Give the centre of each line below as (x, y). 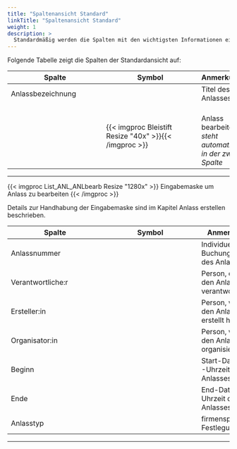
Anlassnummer (36, 253)
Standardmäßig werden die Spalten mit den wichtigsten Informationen (118, 40)
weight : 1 (22, 27)
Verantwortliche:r (39, 283)
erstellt (213, 320)
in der (211, 154)
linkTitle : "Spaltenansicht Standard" (64, 20)
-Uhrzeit (216, 369)
